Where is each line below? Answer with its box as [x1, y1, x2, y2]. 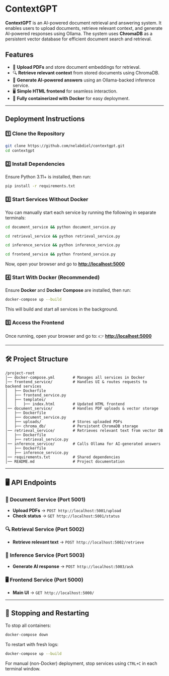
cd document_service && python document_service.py [5, 224, 116, 230]
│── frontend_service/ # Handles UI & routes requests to [5, 380, 147, 385]
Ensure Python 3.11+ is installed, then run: [5, 174, 92, 180]
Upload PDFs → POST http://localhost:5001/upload [12, 508, 122, 514]
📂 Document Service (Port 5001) [5, 496, 86, 503]
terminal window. [5, 665, 41, 671]
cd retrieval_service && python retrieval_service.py [5, 234, 121, 239]
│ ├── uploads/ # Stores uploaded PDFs [5, 419, 123, 425]
